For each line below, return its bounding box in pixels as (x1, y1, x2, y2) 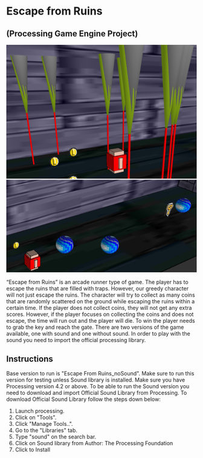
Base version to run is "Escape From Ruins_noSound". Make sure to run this (6, 370, 195, 377)
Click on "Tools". (14, 414, 57, 421)
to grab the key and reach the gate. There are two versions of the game (6, 323, 184, 331)
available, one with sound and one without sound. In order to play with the (6, 329, 190, 337)
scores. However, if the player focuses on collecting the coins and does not (6, 311, 194, 318)
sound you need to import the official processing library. (6, 336, 146, 343)
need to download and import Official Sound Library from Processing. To (6, 389, 187, 397)
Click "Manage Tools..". (14, 420, 74, 428)
